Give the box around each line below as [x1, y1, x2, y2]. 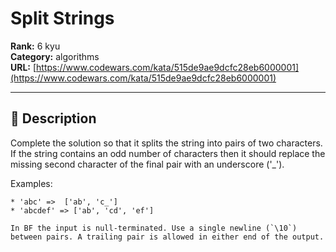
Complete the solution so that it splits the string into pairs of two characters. [10, 137, 323, 149]
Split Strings [10, 7, 115, 30]
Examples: [10, 177, 53, 189]
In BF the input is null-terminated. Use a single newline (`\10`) [10, 223, 298, 233]
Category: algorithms [10, 50, 100, 62]
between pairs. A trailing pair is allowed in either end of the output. [10, 232, 325, 242]
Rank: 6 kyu [10, 40, 61, 52]
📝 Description [10, 110, 97, 127]
